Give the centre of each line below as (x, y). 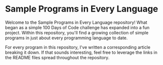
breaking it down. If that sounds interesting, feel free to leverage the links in (81, 52)
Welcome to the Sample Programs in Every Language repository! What (76, 22)
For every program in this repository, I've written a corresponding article (78, 47)
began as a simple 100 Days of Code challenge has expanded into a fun (77, 27)
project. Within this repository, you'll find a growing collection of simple (77, 32)
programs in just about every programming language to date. (67, 38)
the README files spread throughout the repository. (57, 57)
